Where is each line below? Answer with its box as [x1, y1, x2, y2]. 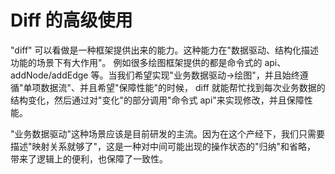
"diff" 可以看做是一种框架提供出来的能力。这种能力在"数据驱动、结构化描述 [10, 44, 320, 56]
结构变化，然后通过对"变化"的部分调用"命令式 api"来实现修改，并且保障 [10, 94, 305, 106]
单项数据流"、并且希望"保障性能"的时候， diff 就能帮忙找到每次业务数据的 [23, 81, 326, 93]
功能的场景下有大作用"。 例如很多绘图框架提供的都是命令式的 [10, 56, 263, 68]
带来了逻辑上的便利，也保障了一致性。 [10, 152, 168, 165]
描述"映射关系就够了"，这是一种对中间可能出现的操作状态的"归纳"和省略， [10, 140, 317, 152]
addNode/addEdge [10, 69, 89, 81]
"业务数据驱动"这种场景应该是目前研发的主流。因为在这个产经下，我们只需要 [10, 127, 326, 140]
